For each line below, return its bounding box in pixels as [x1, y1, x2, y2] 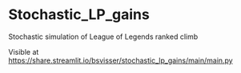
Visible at [8, 47, 39, 56]
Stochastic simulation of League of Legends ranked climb [8, 32, 199, 41]
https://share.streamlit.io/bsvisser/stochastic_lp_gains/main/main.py [8, 56, 234, 65]
